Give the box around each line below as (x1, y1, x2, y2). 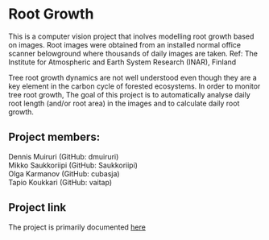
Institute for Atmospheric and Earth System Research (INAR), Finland (8, 57, 237, 67)
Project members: (8, 130, 101, 144)
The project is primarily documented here (8, 222, 147, 232)
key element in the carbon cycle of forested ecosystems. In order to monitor (8, 81, 261, 91)
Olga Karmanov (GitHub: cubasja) (8, 168, 120, 178)
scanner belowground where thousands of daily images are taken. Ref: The (8, 48, 258, 58)
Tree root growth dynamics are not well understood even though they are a (8, 72, 258, 82)
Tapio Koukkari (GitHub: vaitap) (8, 177, 113, 187)
